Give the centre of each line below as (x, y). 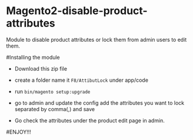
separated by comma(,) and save (55, 109)
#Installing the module (33, 57)
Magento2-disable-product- (77, 11)
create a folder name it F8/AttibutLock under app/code (81, 80)
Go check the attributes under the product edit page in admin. (89, 120)
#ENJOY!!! (19, 132)
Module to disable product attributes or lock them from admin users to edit (96, 39)
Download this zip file (41, 68)
